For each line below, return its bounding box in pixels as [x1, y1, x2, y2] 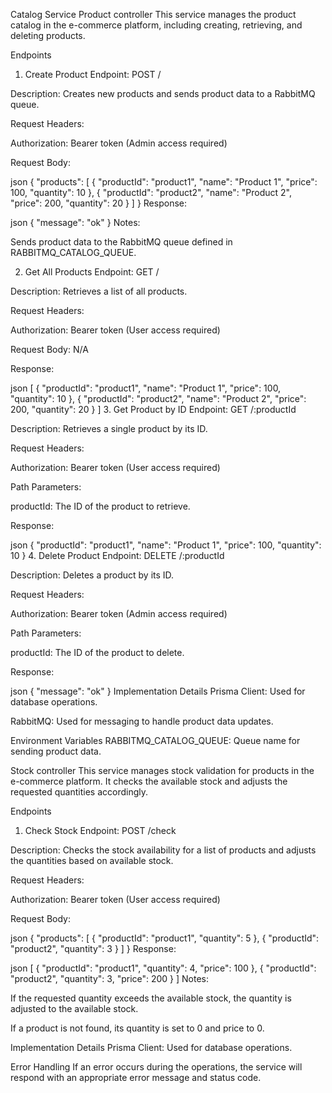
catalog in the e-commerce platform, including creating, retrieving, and [10, 19, 303, 31]
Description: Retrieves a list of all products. [10, 285, 188, 297]
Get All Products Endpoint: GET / [24, 266, 160, 278]
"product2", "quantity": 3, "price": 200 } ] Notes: [10, 973, 210, 984]
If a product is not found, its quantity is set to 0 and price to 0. [10, 1022, 265, 1034]
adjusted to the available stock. [10, 1003, 139, 1014]
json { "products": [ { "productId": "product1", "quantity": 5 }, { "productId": [10, 932, 320, 944]
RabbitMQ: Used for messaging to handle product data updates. [10, 715, 274, 727]
